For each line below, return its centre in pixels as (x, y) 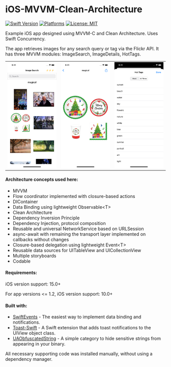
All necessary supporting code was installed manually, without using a (79, 354)
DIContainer (25, 202)
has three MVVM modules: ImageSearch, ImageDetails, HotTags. (73, 54)
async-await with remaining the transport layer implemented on (79, 234)
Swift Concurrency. (25, 39)
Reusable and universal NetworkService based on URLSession (78, 229)
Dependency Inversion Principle (46, 218)
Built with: (16, 305)
